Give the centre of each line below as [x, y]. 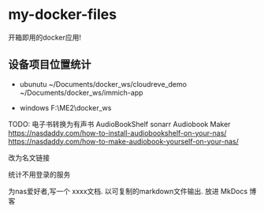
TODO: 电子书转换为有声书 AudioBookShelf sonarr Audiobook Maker [119, 124]
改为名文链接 [29, 157]
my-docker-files [62, 15]
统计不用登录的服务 [39, 174]
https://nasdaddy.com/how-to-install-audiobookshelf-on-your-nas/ [117, 133]
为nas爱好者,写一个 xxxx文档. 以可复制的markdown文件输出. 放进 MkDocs [128, 191]
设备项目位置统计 [50, 65]
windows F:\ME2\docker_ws [65, 107]
